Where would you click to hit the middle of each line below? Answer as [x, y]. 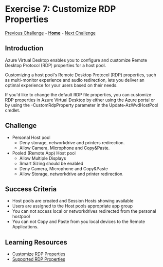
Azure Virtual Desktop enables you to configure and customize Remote [76, 60]
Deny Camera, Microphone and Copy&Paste [63, 168]
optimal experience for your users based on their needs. [61, 85]
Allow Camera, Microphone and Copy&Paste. [64, 148]
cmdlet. [13, 110]
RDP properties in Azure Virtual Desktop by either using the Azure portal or [80, 100]
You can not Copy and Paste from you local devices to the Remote [78, 222]
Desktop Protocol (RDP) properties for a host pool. [55, 65]
